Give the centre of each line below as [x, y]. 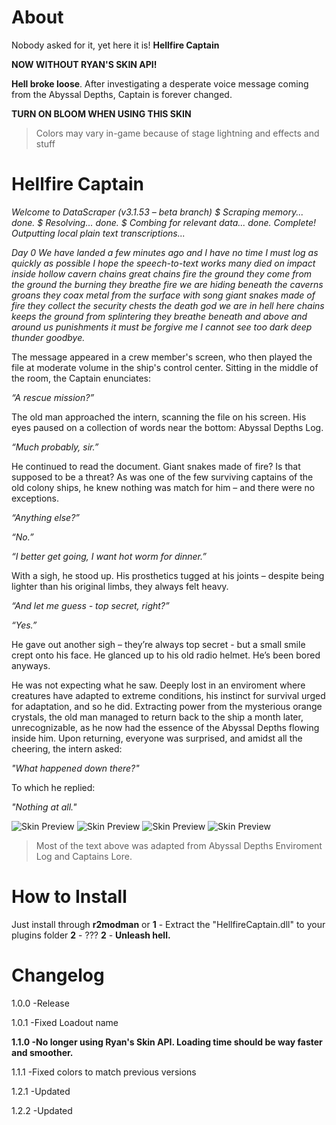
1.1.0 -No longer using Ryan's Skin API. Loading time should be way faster [167, 1042]
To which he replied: [53, 787]
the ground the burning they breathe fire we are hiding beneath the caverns [167, 284]
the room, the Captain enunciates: [81, 378]
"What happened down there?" [75, 768]
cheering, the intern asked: [67, 748]
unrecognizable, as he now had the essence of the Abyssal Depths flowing [165, 727]
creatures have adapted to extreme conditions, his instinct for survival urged [168, 695]
